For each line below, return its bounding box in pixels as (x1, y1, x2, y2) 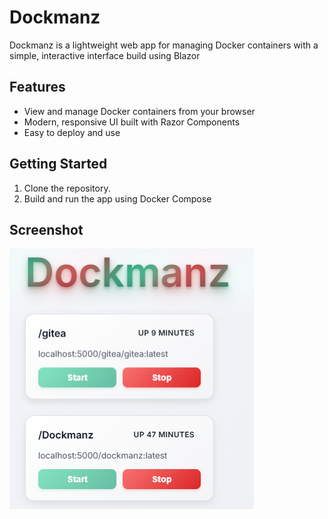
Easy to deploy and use (23, 126, 121, 138)
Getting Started (9, 156, 108, 173)
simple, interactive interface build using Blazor (9, 49, 201, 61)
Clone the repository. (23, 182, 111, 194)
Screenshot (9, 221, 84, 238)
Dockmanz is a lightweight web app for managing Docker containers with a (9, 39, 319, 51)
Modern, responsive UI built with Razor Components (23, 116, 241, 128)
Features (9, 79, 66, 96)
